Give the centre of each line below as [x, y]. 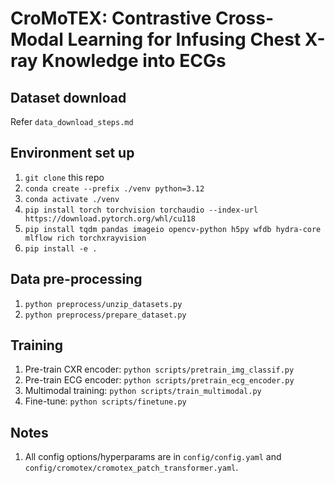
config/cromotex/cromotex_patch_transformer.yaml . [131, 468]
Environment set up [72, 153]
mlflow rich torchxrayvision [85, 238]
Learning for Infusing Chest [184, 39]
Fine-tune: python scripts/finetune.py [105, 401]
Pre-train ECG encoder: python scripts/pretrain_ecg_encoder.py [159, 380]
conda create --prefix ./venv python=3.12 [114, 188]
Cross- [244, 18]
